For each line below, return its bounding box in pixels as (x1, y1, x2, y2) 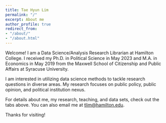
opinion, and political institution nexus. (5, 86, 86, 93)
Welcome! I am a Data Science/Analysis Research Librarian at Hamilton (5, 49, 154, 56)
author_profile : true (5, 21, 51, 27)
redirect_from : (5, 26, 38, 32)
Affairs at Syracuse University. (5, 66, 69, 72)
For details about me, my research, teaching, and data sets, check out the (5, 96, 159, 102)
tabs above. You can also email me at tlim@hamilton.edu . (5, 102, 125, 108)
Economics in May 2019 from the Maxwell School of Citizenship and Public (5, 60, 161, 67)
